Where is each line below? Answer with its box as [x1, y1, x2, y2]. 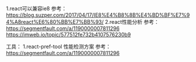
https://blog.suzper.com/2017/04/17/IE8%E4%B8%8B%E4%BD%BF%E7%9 [6, 12, 190, 19]
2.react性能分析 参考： [104, 19, 159, 25]
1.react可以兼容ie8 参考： [6, 5, 67, 12]
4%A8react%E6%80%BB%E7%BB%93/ [6, 19, 104, 25]
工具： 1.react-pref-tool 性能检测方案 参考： [6, 43, 111, 50]
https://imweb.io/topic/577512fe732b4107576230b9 [6, 31, 131, 38]
